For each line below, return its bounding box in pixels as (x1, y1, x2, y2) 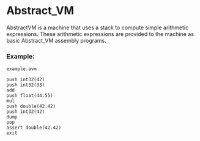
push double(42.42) (6, 103, 56, 110)
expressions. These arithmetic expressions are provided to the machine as (6, 30, 194, 37)
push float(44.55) (6, 93, 53, 99)
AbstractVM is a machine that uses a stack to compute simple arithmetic (6, 24, 189, 31)
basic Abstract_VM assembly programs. (6, 37, 107, 44)
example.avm (6, 66, 37, 72)
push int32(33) (6, 82, 45, 89)
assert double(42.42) (6, 125, 62, 131)
